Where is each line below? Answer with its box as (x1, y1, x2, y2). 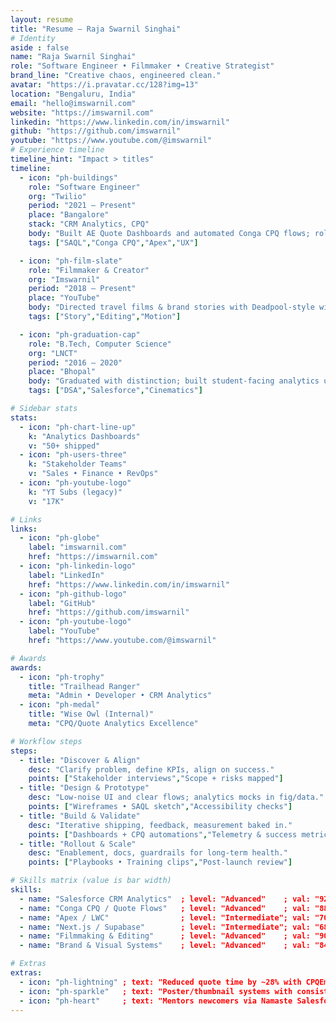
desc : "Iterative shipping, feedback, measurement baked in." (28, 820, 293, 830)
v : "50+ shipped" (28, 441, 101, 451)
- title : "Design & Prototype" (19, 783, 150, 793)
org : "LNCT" (28, 348, 78, 358)
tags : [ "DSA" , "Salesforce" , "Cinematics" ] (28, 386, 203, 396)
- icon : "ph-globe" (19, 533, 101, 543)
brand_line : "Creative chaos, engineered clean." (10, 71, 222, 81)
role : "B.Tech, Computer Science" (28, 339, 172, 349)
